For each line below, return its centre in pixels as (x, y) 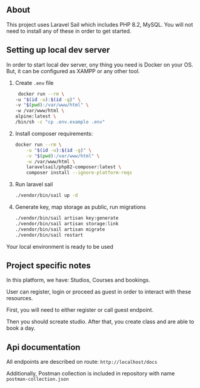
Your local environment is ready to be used (60, 246)
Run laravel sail (34, 185)
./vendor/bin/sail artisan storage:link (67, 223)
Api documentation (43, 347)
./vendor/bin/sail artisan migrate (60, 229)
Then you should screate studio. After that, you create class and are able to (100, 322)
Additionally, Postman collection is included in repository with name (91, 373)
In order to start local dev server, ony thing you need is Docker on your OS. (100, 64)
